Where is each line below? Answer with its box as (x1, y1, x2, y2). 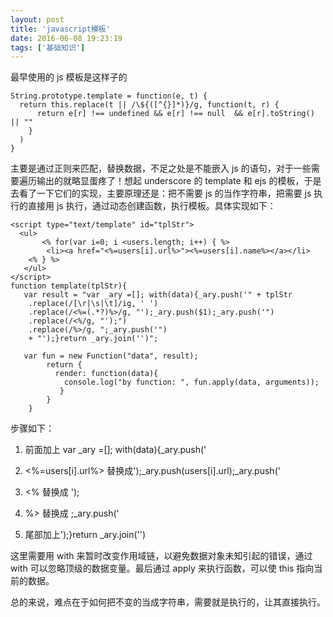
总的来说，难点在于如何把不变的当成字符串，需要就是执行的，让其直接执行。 (10, 596, 326, 608)
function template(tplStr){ (10, 281, 128, 291)
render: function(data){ (54, 369, 159, 379)
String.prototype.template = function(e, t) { (10, 91, 208, 101)
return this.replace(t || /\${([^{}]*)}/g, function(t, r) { (19, 100, 280, 110)
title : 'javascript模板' (10, 24, 111, 34)
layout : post (10, 14, 65, 25)
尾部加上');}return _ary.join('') (24, 529, 147, 541)
